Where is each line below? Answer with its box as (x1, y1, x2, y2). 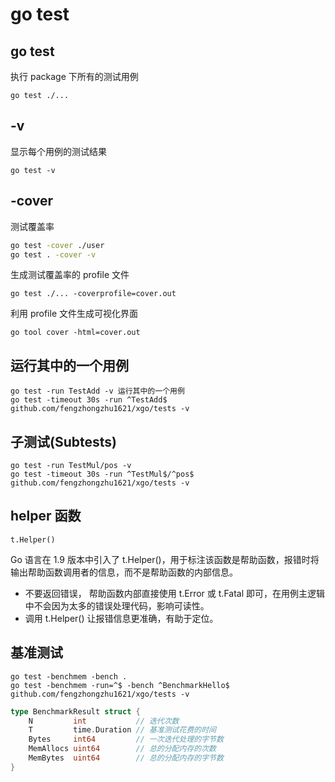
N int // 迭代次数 (28, 716, 180, 726)
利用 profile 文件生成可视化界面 (10, 308, 139, 320)
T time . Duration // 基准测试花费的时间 (28, 725, 217, 735)
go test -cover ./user (10, 240, 105, 250)
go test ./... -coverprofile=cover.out (10, 289, 177, 299)
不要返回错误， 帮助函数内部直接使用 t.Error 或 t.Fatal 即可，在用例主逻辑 (24, 587, 326, 599)
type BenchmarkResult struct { (10, 706, 141, 717)
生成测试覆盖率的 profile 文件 (10, 269, 130, 281)
